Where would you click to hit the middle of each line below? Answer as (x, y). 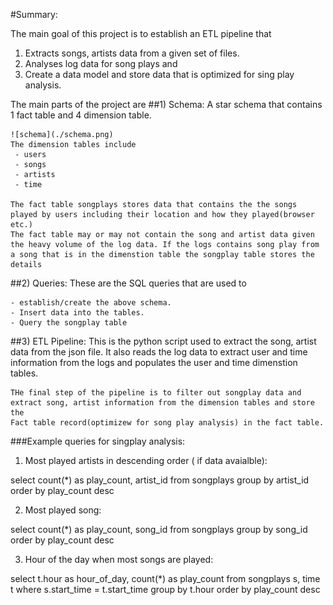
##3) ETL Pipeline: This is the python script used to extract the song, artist (163, 341)
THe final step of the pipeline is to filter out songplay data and (156, 393)
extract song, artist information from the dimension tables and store (162, 403)
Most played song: (63, 510)
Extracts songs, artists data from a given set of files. (132, 53)
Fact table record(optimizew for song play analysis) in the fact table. (167, 423)
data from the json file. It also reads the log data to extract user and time (159, 352)
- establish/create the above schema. (91, 303)
